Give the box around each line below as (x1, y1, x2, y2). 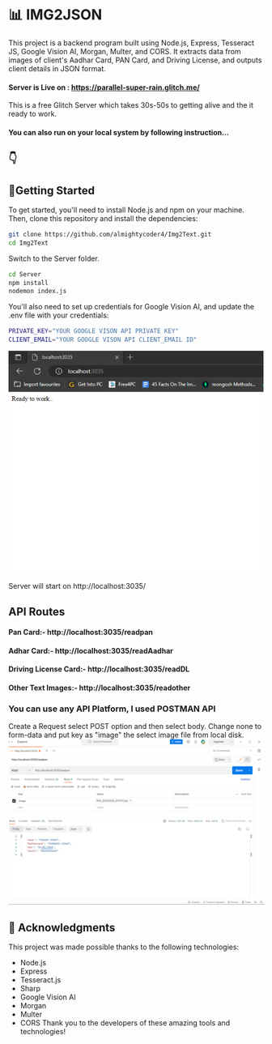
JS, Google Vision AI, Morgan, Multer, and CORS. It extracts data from (8, 46, 241, 56)
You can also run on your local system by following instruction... (8, 127, 229, 137)
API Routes (8, 604, 66, 619)
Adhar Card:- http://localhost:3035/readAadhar (8, 646, 174, 655)
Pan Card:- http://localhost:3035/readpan (8, 628, 154, 637)
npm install (8, 279, 49, 287)
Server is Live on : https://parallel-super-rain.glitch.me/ (8, 82, 200, 92)
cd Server (8, 270, 42, 279)
